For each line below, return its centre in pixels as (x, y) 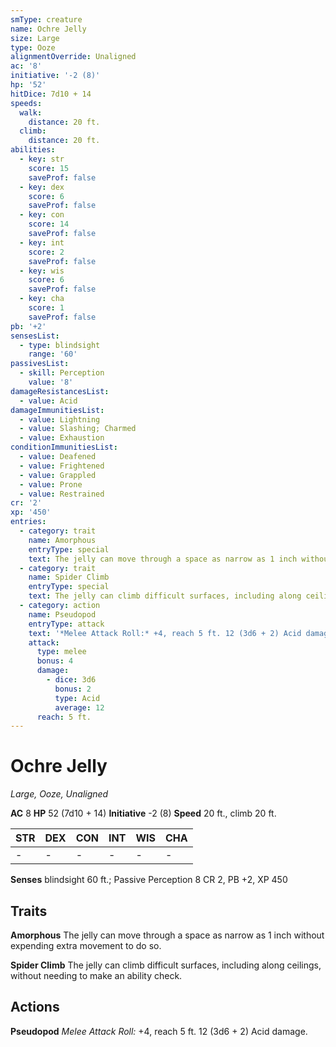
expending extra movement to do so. (86, 945)
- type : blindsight (60, 345)
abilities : (33, 150)
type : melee (61, 652)
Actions (35, 1007)
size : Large (35, 38)
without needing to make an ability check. (96, 975)
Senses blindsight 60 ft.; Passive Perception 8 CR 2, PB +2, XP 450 (149, 880)
